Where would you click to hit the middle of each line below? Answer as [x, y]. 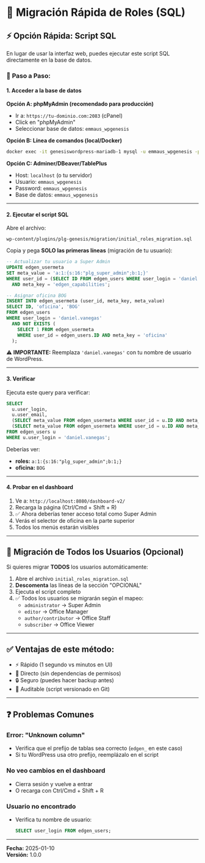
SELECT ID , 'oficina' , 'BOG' [43, 307]
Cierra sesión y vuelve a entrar [54, 784]
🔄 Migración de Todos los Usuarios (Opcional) [95, 552]
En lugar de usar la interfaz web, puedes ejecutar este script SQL [88, 53]
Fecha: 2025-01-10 [31, 848]
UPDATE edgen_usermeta [35, 268]
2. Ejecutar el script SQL [38, 214]
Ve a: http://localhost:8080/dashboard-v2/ [70, 501]
